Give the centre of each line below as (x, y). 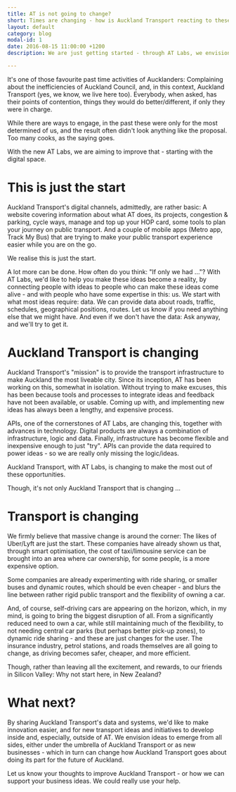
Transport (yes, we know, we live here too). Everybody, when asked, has (112, 94)
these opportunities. (37, 474)
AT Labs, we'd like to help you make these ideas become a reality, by (107, 279)
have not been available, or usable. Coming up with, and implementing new (116, 402)
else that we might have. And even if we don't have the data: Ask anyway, (114, 316)
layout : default (31, 27)
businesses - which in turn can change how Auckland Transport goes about (117, 752)
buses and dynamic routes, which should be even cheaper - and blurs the (114, 587)
